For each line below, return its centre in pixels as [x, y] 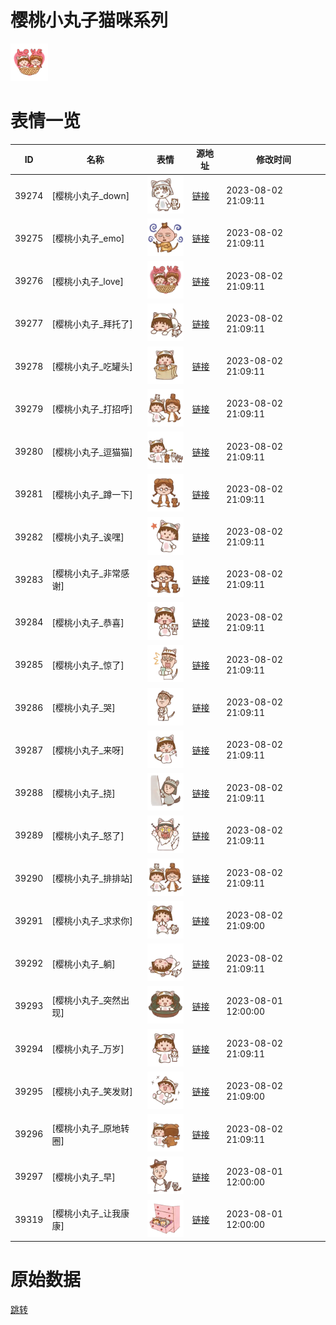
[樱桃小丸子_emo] [88, 238]
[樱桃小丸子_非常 [86, 573]
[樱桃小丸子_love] [87, 281]
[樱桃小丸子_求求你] [92, 921]
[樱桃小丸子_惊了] [88, 665]
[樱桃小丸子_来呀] [88, 750]
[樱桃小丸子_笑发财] [92, 1092]
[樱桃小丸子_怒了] [88, 835]
